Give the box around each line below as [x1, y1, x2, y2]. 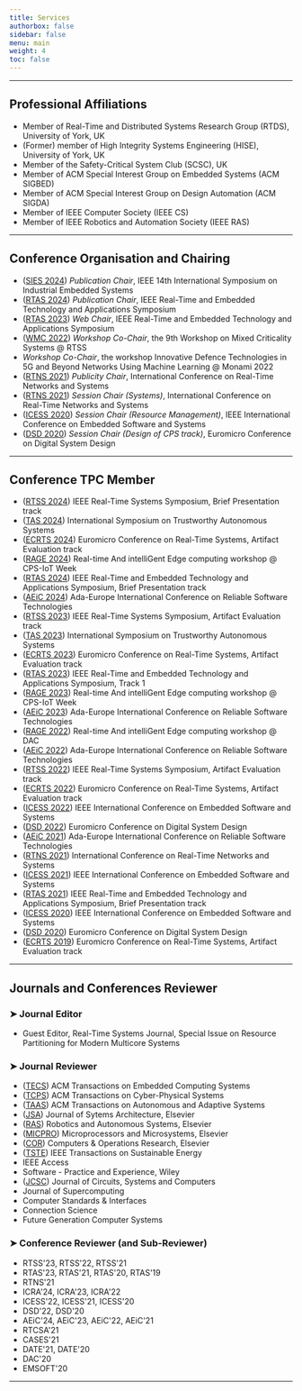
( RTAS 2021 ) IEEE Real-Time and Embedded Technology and [22, 888, 247, 899]
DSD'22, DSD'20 [22, 1305, 84, 1316]
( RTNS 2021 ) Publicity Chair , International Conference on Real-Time [22, 370, 274, 381]
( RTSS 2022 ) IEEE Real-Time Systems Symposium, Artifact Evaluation [22, 764, 281, 775]
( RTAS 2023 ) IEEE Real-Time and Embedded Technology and [22, 668, 249, 679]
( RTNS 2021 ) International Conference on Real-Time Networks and [22, 850, 270, 861]
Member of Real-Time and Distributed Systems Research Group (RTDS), [22, 121, 289, 132]
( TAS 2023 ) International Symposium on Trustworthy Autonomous [22, 630, 268, 641]
